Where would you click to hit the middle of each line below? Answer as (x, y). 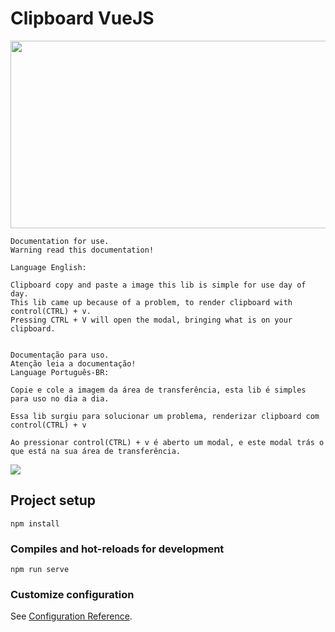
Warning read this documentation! (82, 250)
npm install (35, 523)
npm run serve (40, 570)
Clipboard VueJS (82, 18)
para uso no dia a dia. (60, 398)
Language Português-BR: (60, 372)
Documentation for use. (60, 241)
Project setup (53, 500)
